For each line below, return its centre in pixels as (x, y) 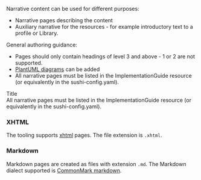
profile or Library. (37, 33)
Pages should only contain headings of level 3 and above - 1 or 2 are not (105, 56)
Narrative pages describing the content (64, 20)
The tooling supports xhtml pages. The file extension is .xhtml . (84, 135)
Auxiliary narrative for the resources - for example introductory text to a (104, 27)
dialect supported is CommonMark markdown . (64, 170)
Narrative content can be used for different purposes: (73, 9)
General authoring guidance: (42, 45)
